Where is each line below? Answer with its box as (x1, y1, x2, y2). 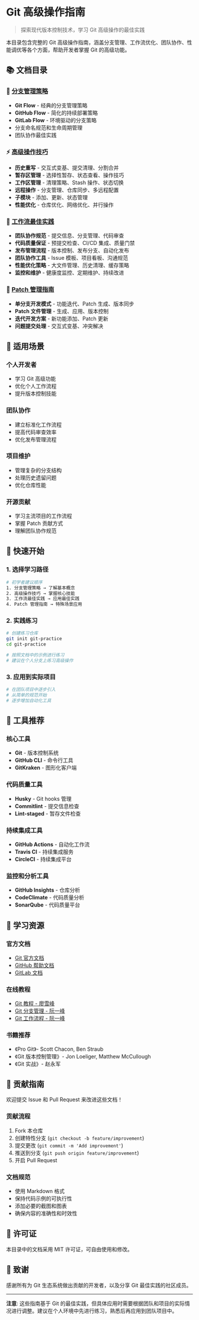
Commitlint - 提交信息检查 (14, 802, 80, 810)
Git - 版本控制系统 (14, 749, 59, 756)
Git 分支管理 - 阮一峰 (14, 1007, 65, 1014)
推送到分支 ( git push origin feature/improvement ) (14, 1149, 139, 1156)
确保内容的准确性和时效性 (14, 1210, 78, 1217)
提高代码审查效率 (14, 428, 57, 435)
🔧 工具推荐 (6, 715, 44, 726)
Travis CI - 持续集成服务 (14, 848, 74, 855)
